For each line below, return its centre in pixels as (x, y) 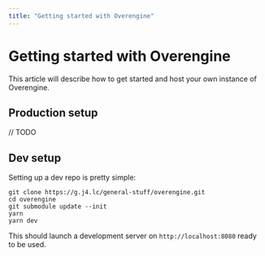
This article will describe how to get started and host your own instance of (133, 79)
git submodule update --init (58, 207)
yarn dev (23, 221)
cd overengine (33, 200)
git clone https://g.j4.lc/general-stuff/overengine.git (107, 193)
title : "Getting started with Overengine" (81, 16)
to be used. (27, 245)
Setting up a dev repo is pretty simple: (72, 178)
